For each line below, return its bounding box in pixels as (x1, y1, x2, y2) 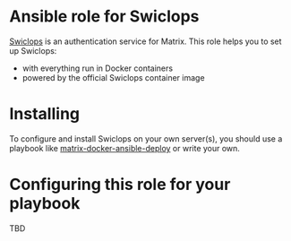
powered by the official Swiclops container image (21, 72, 205, 82)
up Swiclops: (9, 45, 57, 56)
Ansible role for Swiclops (9, 6, 200, 27)
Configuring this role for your (9, 175, 231, 194)
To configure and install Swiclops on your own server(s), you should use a (9, 133, 283, 144)
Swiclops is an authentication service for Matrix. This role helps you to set (9, 36, 282, 47)
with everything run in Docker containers (21, 63, 173, 73)
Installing (9, 104, 81, 125)
